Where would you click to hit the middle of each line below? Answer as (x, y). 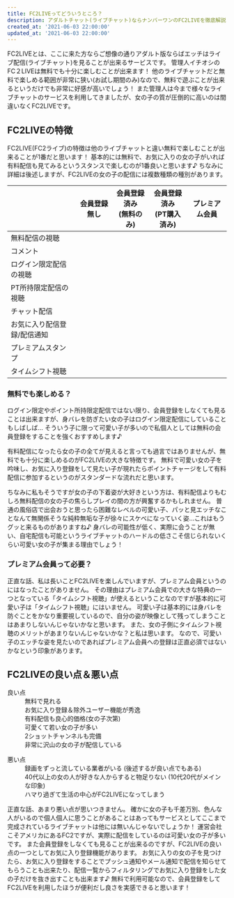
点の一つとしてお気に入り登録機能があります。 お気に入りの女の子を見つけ (114, 853)
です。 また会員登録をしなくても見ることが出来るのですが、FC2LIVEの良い (114, 844)
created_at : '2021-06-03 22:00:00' (59, 26)
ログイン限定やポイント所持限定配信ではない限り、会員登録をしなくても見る (117, 410)
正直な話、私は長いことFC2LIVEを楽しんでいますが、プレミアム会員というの (117, 581)
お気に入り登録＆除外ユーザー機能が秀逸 (83, 710)
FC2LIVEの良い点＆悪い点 (63, 675)
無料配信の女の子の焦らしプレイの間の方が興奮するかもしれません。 (117, 501)
